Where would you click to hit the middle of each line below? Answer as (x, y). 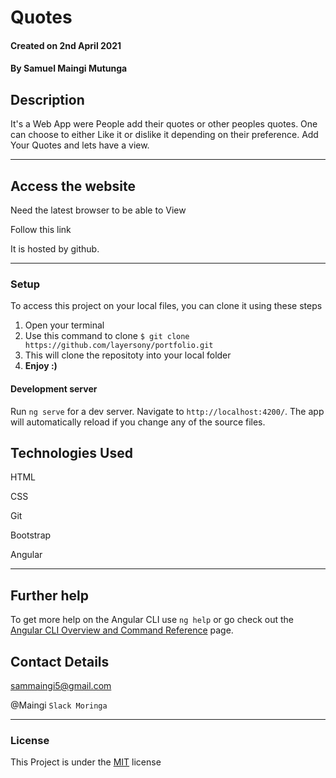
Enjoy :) (41, 366)
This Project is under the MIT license (86, 762)
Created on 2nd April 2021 (66, 45)
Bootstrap (31, 535)
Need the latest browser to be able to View (98, 210)
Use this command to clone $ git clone (107, 336)
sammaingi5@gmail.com (61, 685)
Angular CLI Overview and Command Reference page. (122, 630)
